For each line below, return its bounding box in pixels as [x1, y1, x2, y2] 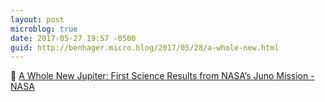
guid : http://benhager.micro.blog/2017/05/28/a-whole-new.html [10, 42, 280, 53]
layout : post [10, 14, 65, 25]
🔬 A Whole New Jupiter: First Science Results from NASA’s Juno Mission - [10, 70, 315, 82]
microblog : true [10, 24, 78, 34]
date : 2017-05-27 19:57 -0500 [10, 33, 137, 43]
